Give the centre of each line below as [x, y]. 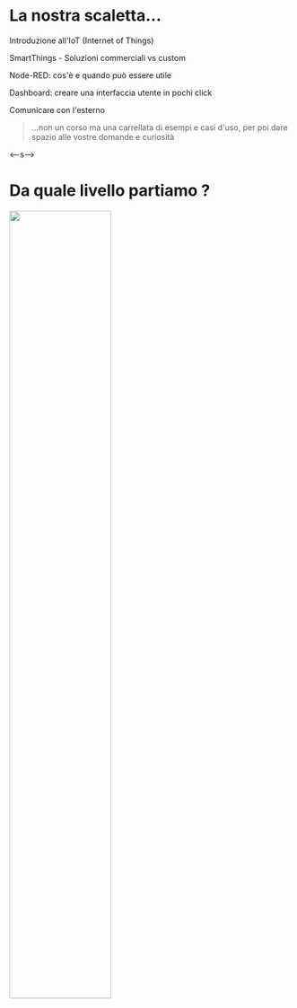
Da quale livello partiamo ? [110, 191]
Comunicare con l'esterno [57, 110]
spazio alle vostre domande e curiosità [103, 136]
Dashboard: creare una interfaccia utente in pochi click [111, 92]
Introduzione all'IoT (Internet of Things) [82, 40]
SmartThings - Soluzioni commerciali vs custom [98, 57]
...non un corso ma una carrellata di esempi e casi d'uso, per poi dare [160, 127]
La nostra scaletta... [85, 16]
